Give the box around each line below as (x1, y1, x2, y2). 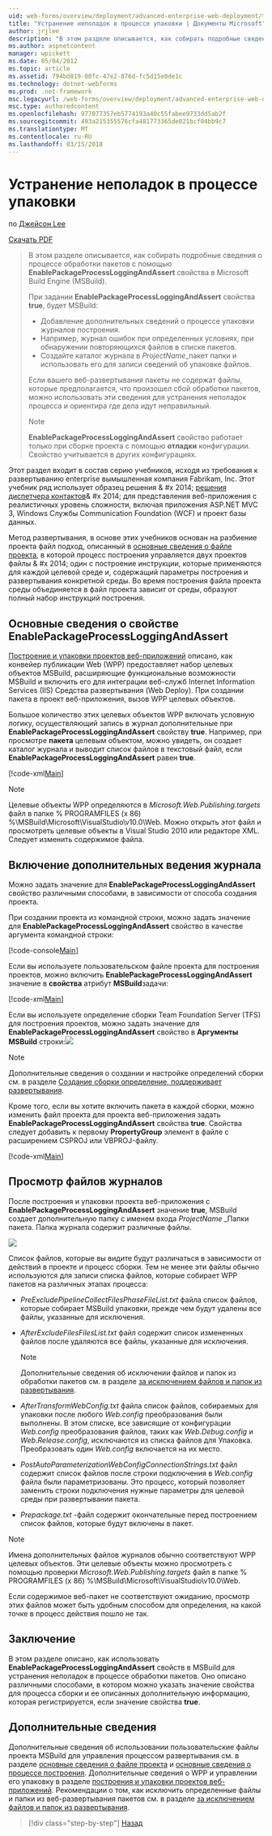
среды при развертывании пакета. (19, 1494, 140, 1503)
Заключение (8, 1632, 76, 1646)
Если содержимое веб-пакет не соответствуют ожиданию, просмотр (8, 1591, 250, 1601)
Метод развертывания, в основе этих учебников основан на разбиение (8, 533, 257, 543)
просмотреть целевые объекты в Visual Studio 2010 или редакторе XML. (8, 826, 261, 836)
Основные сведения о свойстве (8, 617, 180, 630)
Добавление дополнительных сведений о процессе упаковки (40, 316, 255, 326)
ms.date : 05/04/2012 (8, 58, 79, 66)
